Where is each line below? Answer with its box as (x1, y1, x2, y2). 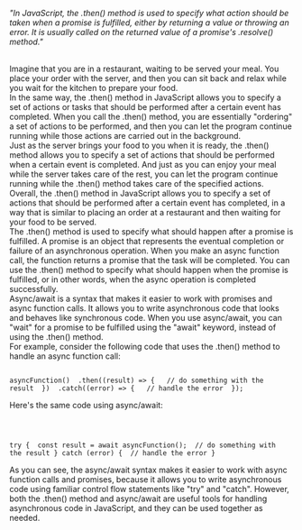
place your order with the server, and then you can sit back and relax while (9, 73, 287, 84)
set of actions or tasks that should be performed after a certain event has (9, 102, 281, 112)
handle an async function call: (9, 351, 121, 361)
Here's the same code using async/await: (9, 400, 164, 410)
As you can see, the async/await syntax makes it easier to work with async (9, 464, 288, 475)
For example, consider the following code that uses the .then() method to (9, 342, 281, 352)
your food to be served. (9, 216, 97, 227)
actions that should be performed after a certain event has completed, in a (9, 197, 286, 208)
